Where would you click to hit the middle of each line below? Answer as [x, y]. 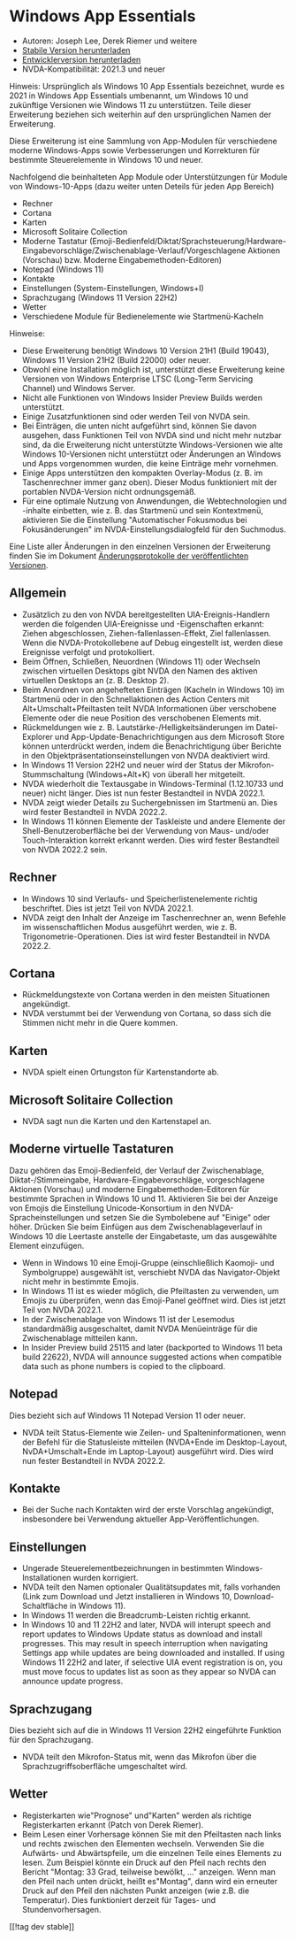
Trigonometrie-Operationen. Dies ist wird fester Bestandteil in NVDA [146, 936]
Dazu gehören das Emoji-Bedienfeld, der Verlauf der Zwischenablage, [137, 1170]
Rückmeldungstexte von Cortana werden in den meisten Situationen [146, 995]
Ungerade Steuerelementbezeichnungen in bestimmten [122, 1568]
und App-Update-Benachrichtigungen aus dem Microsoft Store [170, 736]
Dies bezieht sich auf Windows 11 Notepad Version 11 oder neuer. [127, 1415]
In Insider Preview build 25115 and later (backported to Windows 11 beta [152, 1347]
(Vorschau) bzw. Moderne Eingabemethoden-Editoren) [122, 259]
